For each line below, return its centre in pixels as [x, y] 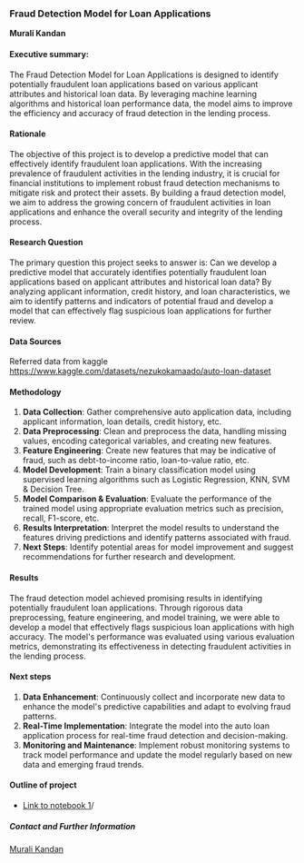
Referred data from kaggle [59, 362]
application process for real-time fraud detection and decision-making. [155, 735]
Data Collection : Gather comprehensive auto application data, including [157, 412]
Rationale [28, 134]
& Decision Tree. [53, 490]
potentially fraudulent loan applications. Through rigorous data [126, 608]
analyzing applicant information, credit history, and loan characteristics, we [150, 291]
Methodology [35, 392]
